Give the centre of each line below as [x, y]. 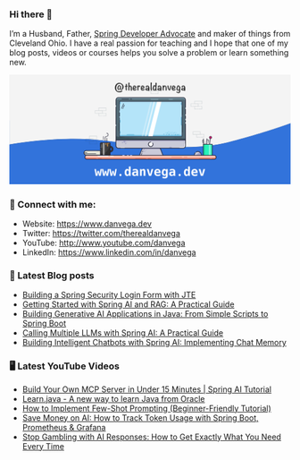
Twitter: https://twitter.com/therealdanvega [101, 233]
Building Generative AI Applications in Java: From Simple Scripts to [145, 314]
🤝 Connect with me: [53, 204]
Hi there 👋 [31, 14]
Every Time [43, 446]
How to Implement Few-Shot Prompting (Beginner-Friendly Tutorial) [147, 408]
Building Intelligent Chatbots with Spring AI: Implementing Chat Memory [154, 343]
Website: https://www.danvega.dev [87, 224]
